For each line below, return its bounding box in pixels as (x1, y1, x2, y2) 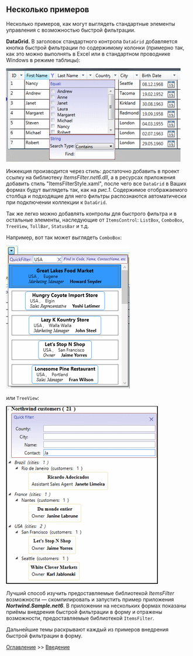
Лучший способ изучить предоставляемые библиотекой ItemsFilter (6, 589, 174, 597)
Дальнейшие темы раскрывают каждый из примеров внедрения (6, 626, 169, 633)
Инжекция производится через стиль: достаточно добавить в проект (6, 167, 180, 175)
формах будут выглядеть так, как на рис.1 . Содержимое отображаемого (6, 186, 188, 193)
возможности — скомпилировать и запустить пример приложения (6, 596, 174, 603)
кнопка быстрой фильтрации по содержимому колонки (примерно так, (6, 44, 185, 51)
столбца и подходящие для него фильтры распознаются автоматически (6, 192, 187, 199)
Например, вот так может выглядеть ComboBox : (6, 234, 122, 241)
